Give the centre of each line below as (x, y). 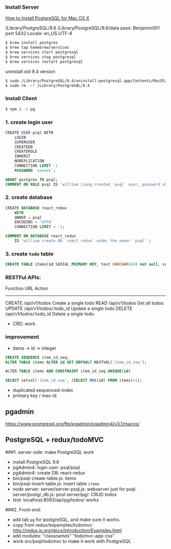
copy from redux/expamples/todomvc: (53, 525)
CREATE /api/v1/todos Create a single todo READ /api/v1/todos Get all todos (84, 303)
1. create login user (29, 122)
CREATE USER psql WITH (29, 133)
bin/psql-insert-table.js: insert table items (56, 483)
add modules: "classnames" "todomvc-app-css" (64, 536)
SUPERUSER (25, 142)
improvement (22, 337)
